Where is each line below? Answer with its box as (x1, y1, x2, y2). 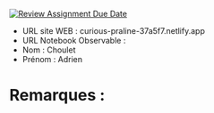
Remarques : (9, 85, 106, 106)
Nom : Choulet (21, 44, 76, 55)
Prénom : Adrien (21, 54, 83, 64)
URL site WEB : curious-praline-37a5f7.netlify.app (21, 26, 206, 36)
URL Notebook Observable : (21, 36, 126, 45)
